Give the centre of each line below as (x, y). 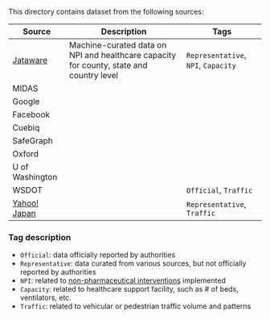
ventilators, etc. (46, 298)
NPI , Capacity (211, 65)
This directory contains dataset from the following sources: (106, 12)
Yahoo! (25, 203)
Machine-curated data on (118, 45)
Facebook (31, 114)
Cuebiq (26, 128)
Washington (35, 177)
